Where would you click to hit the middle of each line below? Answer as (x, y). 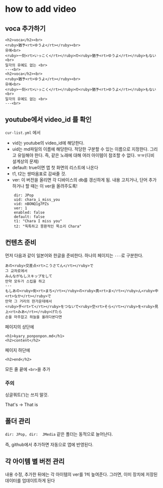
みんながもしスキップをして (29, 276)
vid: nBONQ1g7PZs (32, 204)
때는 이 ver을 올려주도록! (54, 186)
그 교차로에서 (16, 271)
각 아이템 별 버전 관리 (35, 462)
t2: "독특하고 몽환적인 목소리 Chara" (48, 226)
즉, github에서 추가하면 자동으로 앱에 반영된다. (49, 444)
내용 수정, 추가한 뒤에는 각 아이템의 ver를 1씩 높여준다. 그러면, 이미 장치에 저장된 (81, 474)
